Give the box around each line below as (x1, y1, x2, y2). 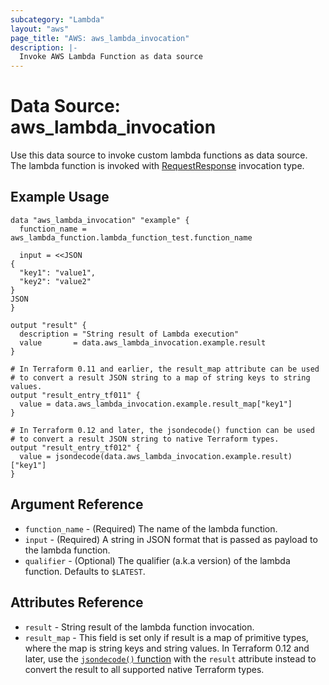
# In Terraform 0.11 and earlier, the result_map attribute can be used (10, 364, 320, 374)
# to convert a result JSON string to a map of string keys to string (10, 372, 311, 383)
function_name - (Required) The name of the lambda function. (24, 522, 278, 535)
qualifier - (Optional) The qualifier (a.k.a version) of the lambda (24, 554, 291, 566)
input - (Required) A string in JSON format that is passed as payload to (24, 533, 318, 545)
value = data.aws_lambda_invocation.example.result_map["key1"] (19, 399, 293, 409)
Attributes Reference (10, 594, 144, 611)
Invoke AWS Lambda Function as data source (19, 52, 203, 62)
